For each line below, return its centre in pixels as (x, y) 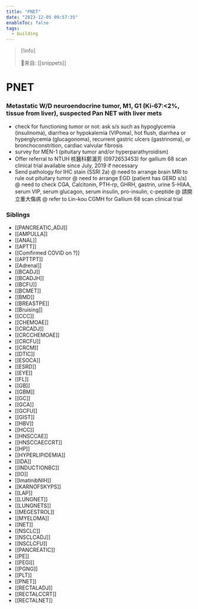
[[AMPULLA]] (31, 234)
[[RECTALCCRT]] (36, 594)
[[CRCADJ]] (29, 328)
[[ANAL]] (26, 240)
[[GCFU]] (26, 410)
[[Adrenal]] (28, 265)
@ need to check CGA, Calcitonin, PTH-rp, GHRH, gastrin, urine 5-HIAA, (103, 184)
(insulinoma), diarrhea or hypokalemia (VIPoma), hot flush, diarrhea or (100, 133)
